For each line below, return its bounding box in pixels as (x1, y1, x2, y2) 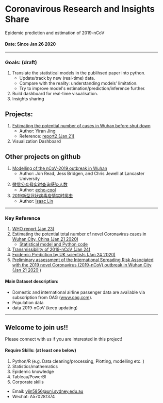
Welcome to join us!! (5, 323, 68, 332)
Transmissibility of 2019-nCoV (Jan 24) (12, 246, 91, 252)
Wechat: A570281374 (12, 393, 55, 399)
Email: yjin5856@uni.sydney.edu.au (12, 388, 83, 394)
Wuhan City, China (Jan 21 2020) (12, 236, 79, 242)
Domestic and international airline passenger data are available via (12, 289, 146, 295)
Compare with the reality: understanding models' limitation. (19, 80, 138, 86)
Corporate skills (12, 379, 44, 385)
